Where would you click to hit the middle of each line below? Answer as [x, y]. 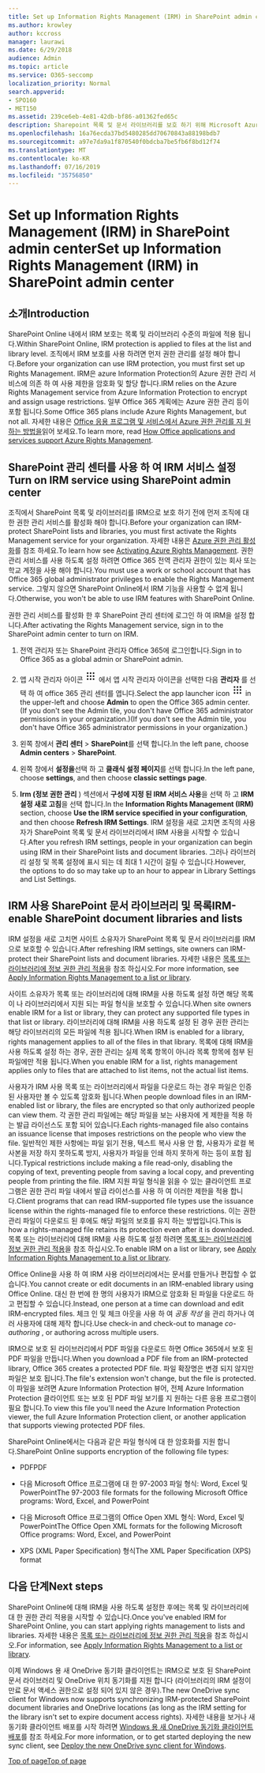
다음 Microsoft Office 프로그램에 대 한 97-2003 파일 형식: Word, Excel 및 [134, 1484]
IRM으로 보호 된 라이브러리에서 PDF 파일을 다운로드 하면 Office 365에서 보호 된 [131, 1348]
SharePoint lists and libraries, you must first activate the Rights [135, 531]
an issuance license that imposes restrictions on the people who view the [127, 1133]
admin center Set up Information [115, 249]
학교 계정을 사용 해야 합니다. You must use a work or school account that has [129, 570]
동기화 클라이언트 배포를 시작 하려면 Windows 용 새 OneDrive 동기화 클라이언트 [131, 1726]
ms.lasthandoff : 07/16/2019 [54, 167]
